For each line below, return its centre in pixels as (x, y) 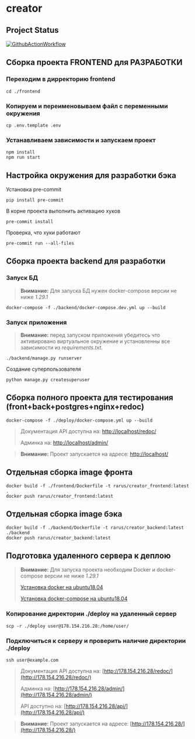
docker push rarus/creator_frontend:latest (60, 496)
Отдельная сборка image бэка (64, 514)
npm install (20, 152)
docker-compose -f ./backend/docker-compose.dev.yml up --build (86, 307)
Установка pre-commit (34, 190)
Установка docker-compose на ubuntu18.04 (74, 598)
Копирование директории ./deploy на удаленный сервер (91, 614)
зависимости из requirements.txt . (62, 348)
